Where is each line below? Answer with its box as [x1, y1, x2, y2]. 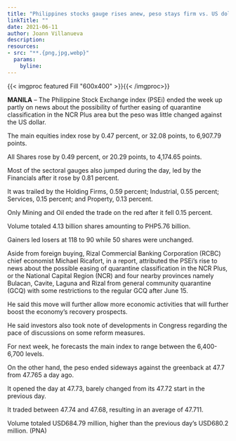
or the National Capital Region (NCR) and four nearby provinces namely [7, 271, 214, 279]
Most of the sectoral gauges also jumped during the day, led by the [7, 166, 202, 174]
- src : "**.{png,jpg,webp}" [7, 50, 90, 57]
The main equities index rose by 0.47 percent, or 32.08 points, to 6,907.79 [7, 131, 221, 140]
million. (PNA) [7, 426, 47, 435]
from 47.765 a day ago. [7, 370, 74, 379]
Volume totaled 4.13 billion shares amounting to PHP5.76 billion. [7, 222, 191, 230]
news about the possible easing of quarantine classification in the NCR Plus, [7, 264, 228, 272]
